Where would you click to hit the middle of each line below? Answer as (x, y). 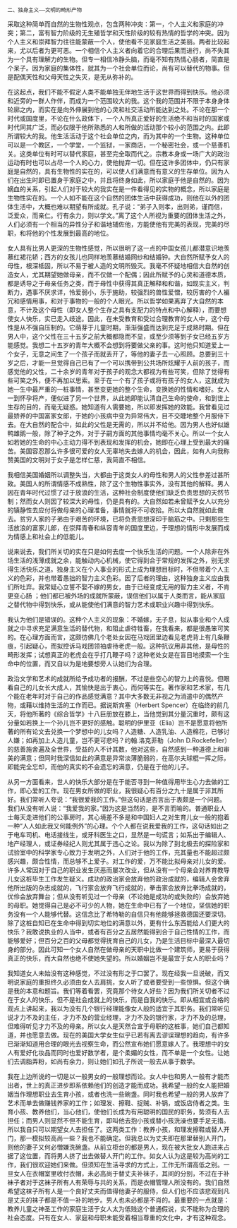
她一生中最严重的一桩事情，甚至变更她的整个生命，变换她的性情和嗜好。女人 (119, 389)
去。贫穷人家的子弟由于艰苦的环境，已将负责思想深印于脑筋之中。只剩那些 (115, 519)
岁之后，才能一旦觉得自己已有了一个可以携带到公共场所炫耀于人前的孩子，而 (119, 363)
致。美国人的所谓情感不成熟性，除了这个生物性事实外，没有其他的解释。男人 (119, 483)
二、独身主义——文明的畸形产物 (45, 10)
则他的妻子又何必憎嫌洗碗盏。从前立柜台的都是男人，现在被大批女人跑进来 (115, 1147)
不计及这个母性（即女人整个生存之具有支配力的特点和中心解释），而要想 (123, 310)
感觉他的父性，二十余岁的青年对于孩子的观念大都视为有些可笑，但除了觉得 (115, 372)
